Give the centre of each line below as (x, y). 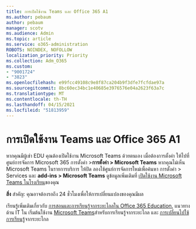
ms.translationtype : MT (35, 94)
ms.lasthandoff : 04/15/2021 (41, 104)
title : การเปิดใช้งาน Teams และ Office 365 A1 (57, 11)
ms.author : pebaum (29, 17)
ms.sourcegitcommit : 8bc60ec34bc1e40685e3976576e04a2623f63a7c (85, 88)
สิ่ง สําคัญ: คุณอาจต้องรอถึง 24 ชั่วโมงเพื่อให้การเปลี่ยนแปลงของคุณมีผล (75, 194)
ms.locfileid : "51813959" (38, 110)
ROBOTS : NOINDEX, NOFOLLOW (39, 50)
